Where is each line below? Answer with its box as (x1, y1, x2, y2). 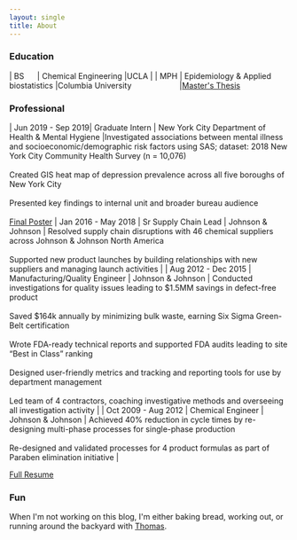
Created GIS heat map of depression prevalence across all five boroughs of (9, 169, 285, 180)
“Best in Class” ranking (9, 348, 93, 359)
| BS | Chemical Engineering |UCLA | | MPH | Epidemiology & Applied (9, 70, 272, 81)
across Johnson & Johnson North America (9, 236, 164, 247)
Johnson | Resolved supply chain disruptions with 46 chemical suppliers (9, 226, 274, 237)
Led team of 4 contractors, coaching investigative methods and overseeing (9, 395, 284, 406)
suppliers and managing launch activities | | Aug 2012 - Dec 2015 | (9, 263, 252, 275)
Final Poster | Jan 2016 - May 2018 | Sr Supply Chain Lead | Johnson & (9, 216, 268, 227)
